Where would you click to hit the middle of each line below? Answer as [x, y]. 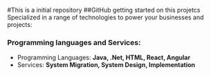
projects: [20, 25]
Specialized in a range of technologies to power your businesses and [105, 17]
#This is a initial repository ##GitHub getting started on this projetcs [104, 10]
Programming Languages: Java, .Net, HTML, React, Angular [104, 57]
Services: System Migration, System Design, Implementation [106, 65]
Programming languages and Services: [74, 42]
